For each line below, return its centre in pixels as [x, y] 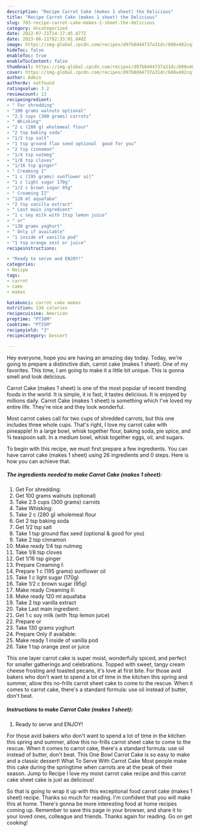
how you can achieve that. [39, 461]
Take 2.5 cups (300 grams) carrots [58, 502]
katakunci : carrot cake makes [44, 302]
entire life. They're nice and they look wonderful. [66, 407]
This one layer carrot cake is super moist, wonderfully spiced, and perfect [97, 658]
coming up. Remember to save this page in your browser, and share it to [94, 810]
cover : [15, 72]
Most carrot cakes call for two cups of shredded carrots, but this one [91, 418]
